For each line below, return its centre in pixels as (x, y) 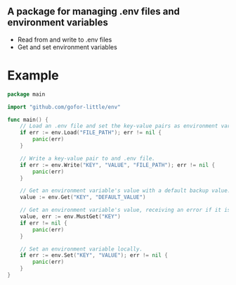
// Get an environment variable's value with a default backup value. (125, 191)
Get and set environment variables (67, 47)
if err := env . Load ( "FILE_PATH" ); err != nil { (91, 133)
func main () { (28, 120)
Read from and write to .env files (65, 39)
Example (33, 75)
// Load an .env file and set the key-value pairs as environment (119, 126)
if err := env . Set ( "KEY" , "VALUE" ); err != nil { (94, 255)
